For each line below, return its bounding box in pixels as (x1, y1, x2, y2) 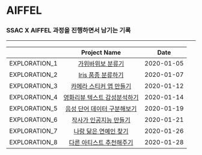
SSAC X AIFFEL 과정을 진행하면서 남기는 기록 (6, 26, 131, 35)
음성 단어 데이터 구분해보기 (65, 105, 137, 113)
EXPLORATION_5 (9, 105, 58, 113)
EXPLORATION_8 (9, 138, 58, 147)
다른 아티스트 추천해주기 (69, 139, 133, 147)
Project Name (81, 49, 121, 57)
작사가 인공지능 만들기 (72, 116, 131, 124)
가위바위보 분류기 (78, 59, 124, 68)
